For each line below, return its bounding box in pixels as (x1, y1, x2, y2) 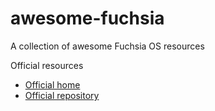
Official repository (24, 89, 100, 101)
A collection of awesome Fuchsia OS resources (10, 40, 205, 52)
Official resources (10, 59, 84, 71)
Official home (24, 78, 81, 91)
